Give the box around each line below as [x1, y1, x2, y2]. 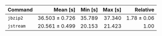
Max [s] [103, 6, 122, 13]
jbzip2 [7, 15, 23, 21]
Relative [134, 6, 155, 13]
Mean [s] [53, 6, 76, 13]
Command [7, 6, 33, 13]
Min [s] [80, 6, 98, 13]
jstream [7, 23, 26, 29]
